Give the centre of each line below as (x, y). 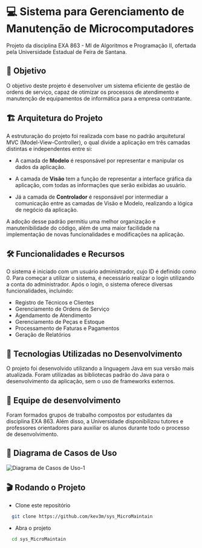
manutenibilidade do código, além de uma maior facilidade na (83, 228)
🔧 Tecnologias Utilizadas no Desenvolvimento (94, 354)
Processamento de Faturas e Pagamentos (67, 328)
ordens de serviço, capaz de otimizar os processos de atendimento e (93, 92)
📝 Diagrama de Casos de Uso (62, 453)
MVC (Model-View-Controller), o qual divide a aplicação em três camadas (98, 142)
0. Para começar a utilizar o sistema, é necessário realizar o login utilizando (100, 278)
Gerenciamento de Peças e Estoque (60, 322)
